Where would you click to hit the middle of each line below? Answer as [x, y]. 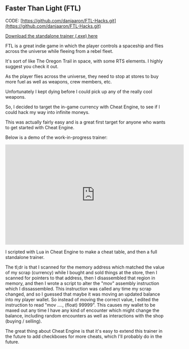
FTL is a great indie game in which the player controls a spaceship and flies [85, 46]
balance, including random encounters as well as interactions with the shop [85, 315]
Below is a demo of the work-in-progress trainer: [57, 137]
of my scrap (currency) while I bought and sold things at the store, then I [81, 272]
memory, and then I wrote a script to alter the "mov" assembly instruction [82, 283]
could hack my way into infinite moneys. [48, 112]
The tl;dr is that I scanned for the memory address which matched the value [85, 267]
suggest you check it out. [32, 66]
